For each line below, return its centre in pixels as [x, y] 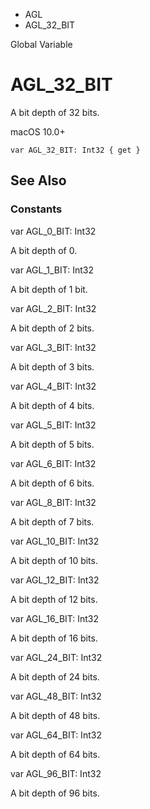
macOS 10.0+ [38, 131]
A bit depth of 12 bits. [54, 599]
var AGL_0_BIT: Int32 [53, 231]
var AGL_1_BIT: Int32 [52, 270]
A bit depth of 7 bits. [52, 521]
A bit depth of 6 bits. [52, 483]
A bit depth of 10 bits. [54, 560]
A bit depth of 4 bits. [52, 405]
